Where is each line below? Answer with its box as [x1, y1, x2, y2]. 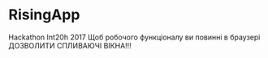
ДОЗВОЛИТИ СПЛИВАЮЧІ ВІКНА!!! [8, 40, 132, 50]
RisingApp [8, 6, 80, 24]
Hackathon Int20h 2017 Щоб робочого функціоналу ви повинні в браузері [8, 32, 261, 42]
